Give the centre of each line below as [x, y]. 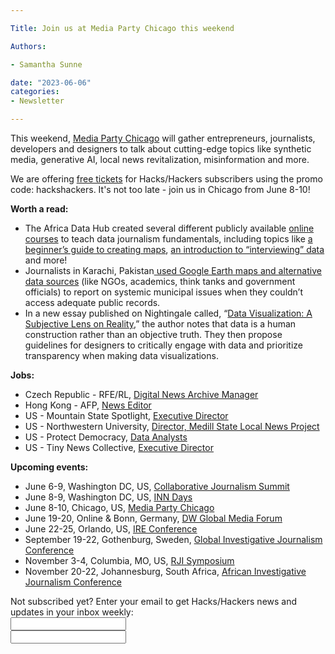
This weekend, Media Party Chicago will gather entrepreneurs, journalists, [163, 138]
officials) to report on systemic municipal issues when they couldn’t [164, 292]
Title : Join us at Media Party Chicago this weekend [122, 28]
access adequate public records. [92, 302]
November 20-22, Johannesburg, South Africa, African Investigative [165, 571]
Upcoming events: [49, 467]
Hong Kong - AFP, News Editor [88, 405]
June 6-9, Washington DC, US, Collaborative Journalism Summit [157, 486]
